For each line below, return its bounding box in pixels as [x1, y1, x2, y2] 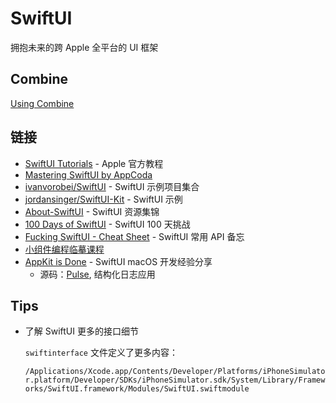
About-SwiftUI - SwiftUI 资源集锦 [24, 205, 160, 217]
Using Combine [10, 97, 75, 109]
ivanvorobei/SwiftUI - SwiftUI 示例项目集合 [24, 180, 200, 192]
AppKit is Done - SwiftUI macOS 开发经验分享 [24, 255, 213, 267]
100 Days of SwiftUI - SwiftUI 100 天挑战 [24, 218, 191, 230]
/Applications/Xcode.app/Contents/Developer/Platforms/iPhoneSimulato [24, 367, 326, 377]
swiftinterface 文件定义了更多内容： [24, 347, 178, 359]
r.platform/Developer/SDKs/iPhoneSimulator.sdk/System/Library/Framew [24, 375, 326, 386]
